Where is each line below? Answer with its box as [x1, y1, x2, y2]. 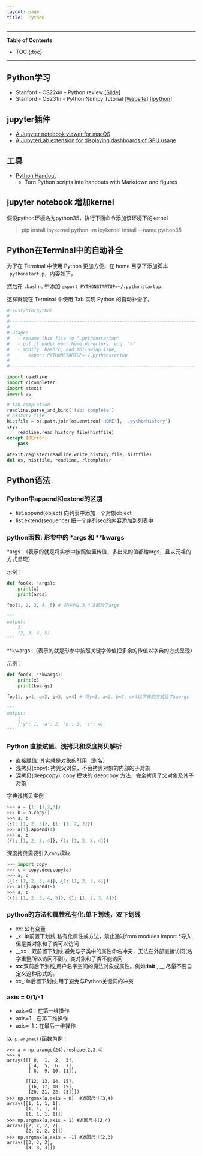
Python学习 [7, 73, 50, 83]
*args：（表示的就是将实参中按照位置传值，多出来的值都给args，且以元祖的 [7, 548, 191, 555]
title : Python [7, 14, 45, 20]
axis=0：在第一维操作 [15, 1007, 70, 1014]
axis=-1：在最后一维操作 [15, 1022, 76, 1029]
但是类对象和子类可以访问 [15, 940, 79, 947]
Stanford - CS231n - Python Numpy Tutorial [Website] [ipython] [15, 95, 173, 103]
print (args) [17, 592, 47, 598]
